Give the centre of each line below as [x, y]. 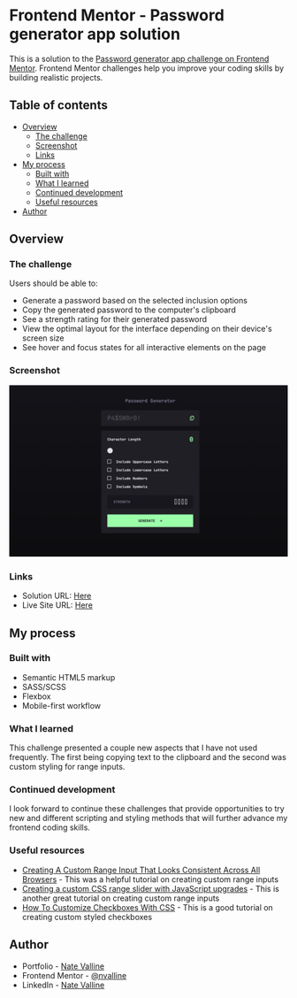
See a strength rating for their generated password [114, 319]
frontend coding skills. [50, 827]
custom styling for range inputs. [67, 767]
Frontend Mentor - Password [117, 15]
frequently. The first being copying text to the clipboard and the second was [148, 757]
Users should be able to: [54, 283]
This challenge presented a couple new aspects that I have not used [133, 748]
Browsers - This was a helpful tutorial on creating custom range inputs [150, 879]
